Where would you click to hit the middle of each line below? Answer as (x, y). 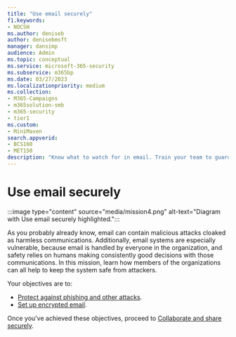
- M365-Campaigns (33, 99)
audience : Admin (31, 53)
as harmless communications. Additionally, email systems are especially (112, 240)
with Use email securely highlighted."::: (64, 219)
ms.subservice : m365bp (40, 72)
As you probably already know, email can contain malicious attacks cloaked (117, 232)
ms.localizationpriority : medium (56, 86)
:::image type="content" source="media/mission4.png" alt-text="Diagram (114, 211)
